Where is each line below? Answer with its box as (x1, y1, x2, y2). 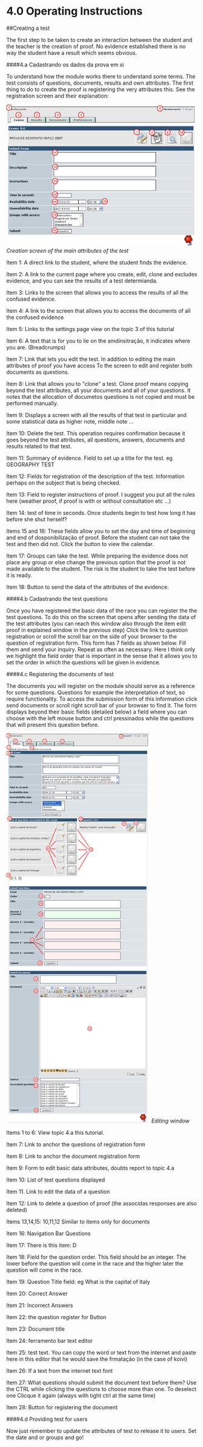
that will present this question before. (6, 721, 99, 728)
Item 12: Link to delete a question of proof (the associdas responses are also (6, 1199, 197, 1207)
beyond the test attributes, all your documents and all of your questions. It (6, 387, 191, 394)
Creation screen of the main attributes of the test (6, 247, 129, 254)
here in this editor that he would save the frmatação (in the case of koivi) (6, 1355, 188, 1362)
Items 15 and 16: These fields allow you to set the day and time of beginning (6, 527, 196, 534)
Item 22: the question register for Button (6, 1313, 107, 1320)
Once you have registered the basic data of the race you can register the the (6, 607, 198, 614)
